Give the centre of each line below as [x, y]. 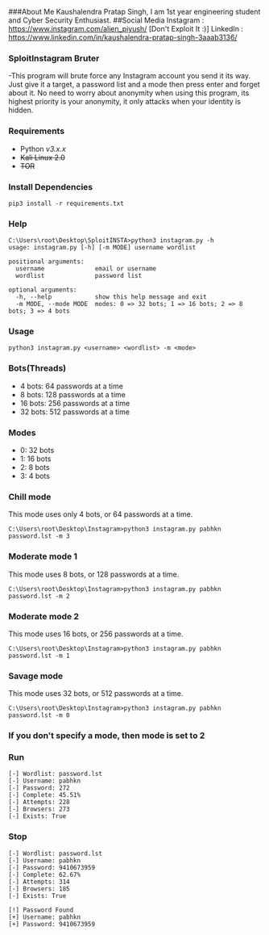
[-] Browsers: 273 [39, 809]
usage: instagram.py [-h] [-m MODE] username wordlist [102, 248]
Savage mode [36, 676]
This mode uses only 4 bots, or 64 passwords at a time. [101, 514]
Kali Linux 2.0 [43, 157]
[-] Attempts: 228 [39, 803]
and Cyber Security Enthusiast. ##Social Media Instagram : [106, 20]
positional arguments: [46, 262]
